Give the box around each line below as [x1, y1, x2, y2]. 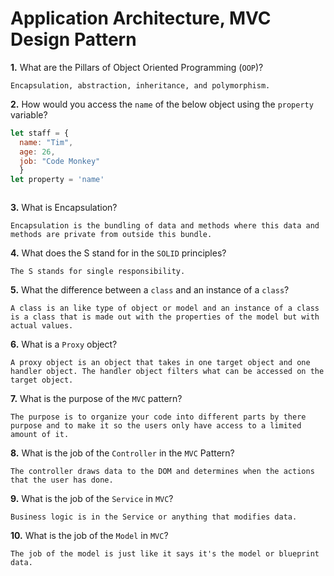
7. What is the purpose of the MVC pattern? [10, 393, 183, 405]
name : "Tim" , [19, 137, 74, 147]
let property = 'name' [10, 175, 105, 185]
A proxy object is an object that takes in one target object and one [10, 358, 311, 368]
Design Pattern [10, 28, 137, 51]
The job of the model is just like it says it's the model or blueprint [10, 549, 320, 559]
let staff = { [10, 128, 70, 138]
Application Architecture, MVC [10, 7, 272, 30]
